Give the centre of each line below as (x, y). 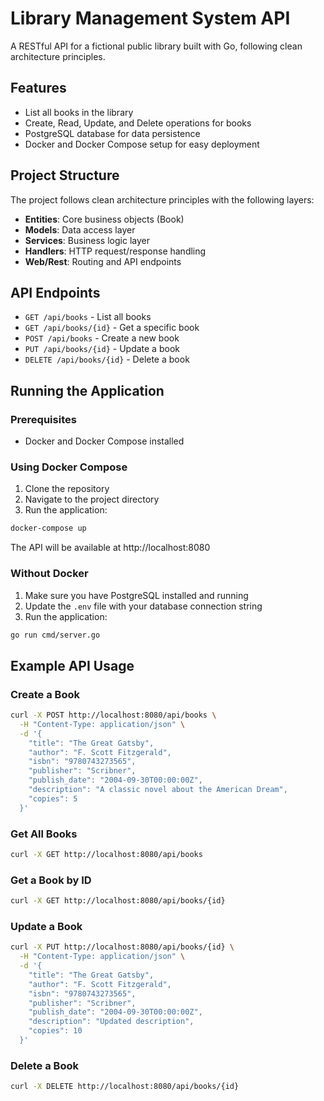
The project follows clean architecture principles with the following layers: (162, 199)
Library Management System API (150, 18)
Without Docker (49, 574)
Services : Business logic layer (87, 240)
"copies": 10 (55, 1031)
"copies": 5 (53, 798)
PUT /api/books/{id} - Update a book (102, 349)
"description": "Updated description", (111, 1022)
